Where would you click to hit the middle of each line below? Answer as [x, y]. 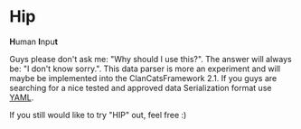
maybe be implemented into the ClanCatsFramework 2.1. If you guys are [143, 78]
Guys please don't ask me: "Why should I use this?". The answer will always [150, 59]
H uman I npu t [34, 41]
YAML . [22, 97]
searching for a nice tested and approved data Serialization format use [141, 88]
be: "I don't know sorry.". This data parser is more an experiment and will [145, 69]
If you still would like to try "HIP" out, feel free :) [98, 115]
